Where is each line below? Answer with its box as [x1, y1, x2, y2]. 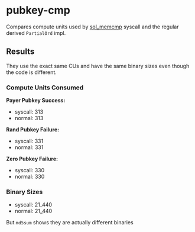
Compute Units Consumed [6, 83, 84, 92]
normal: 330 [14, 173, 45, 181]
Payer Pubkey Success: [6, 97, 66, 104]
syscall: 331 [14, 137, 44, 145]
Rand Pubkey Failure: [6, 126, 60, 133]
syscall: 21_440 [14, 201, 52, 208]
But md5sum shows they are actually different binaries [6, 219, 134, 226]
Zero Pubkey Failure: [6, 155, 58, 163]
